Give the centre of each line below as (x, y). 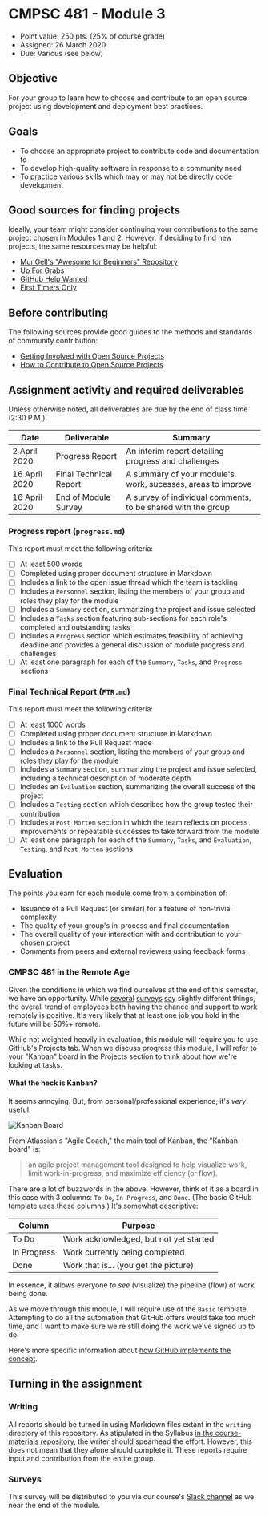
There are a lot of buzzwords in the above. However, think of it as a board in (133, 1189)
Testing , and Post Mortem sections (76, 849)
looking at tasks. (35, 1064)
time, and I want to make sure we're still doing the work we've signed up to (132, 1326)
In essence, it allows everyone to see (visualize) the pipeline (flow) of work (131, 1285)
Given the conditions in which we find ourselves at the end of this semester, (133, 989)
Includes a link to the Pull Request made (86, 743)
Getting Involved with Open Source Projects (92, 356)
